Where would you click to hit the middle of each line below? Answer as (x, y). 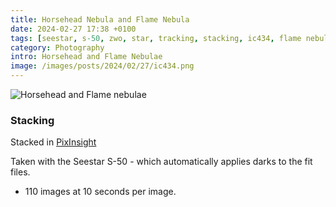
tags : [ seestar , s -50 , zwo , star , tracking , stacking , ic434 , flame (156, 38)
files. (20, 172)
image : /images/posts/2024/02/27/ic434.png (102, 66)
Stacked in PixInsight (53, 142)
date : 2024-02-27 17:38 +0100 (73, 29)
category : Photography (57, 47)
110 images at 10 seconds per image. (100, 192)
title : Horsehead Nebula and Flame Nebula (100, 19)
